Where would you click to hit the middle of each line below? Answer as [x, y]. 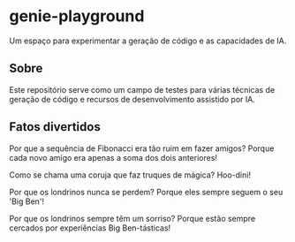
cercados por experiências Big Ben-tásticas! [90, 228]
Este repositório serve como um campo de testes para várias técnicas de [142, 89]
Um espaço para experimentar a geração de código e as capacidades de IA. [148, 41]
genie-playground [77, 16]
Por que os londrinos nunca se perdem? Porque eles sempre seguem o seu [146, 192]
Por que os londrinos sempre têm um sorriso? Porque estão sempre [132, 218]
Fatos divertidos [55, 127]
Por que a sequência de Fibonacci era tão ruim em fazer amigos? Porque [142, 148]
